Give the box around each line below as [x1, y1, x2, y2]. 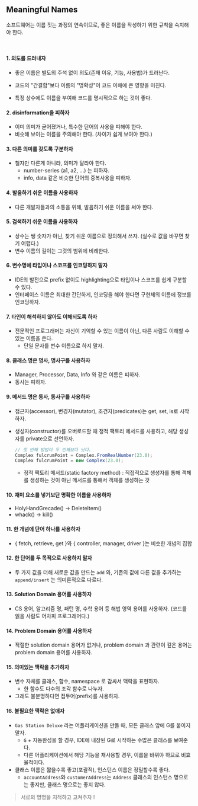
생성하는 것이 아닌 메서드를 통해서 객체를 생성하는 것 [30, 476, 150, 484]
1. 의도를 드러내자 [6, 55, 46, 62]
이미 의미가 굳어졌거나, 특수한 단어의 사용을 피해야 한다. [14, 123, 143, 130]
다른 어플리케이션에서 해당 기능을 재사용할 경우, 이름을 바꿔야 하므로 [23, 751, 180, 758]
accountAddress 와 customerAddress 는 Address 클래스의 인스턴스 [23, 773, 173, 781]
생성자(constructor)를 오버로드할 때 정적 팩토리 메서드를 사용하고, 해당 [14, 427, 178, 434]
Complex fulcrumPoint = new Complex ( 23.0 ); [14, 458, 124, 464]
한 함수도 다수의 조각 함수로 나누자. [23, 685, 105, 692]
